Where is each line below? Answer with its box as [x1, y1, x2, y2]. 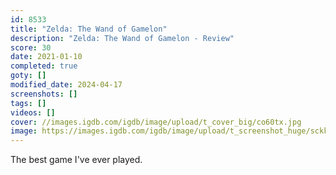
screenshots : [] [10, 89, 78, 99]
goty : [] [10, 71, 47, 81]
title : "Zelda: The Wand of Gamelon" [10, 24, 168, 34]
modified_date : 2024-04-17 [10, 80, 123, 90]
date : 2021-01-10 [10, 52, 83, 62]
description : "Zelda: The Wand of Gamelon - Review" [10, 33, 235, 43]
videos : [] [10, 107, 56, 118]
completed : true [10, 61, 78, 71]
